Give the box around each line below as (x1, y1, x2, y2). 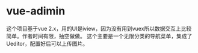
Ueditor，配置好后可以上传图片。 (6, 40, 88, 47)
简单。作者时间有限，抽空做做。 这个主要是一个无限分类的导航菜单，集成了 (6, 32, 193, 40)
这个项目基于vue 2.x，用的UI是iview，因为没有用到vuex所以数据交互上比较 (6, 25, 192, 32)
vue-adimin (6, 4, 66, 18)
